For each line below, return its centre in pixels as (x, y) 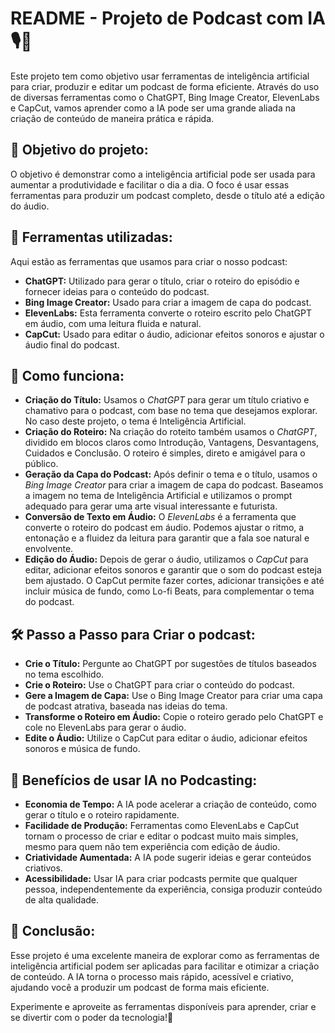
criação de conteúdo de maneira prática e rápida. (112, 118)
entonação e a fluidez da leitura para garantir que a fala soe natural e (167, 538)
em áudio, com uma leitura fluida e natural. (113, 323)
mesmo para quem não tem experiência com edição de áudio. (152, 846)
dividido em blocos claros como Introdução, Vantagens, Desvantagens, (172, 443)
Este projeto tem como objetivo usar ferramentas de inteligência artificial (160, 76)
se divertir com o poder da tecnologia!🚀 (92, 1017)
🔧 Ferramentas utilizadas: (91, 237)
